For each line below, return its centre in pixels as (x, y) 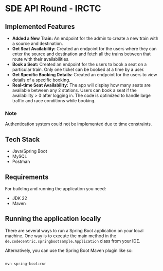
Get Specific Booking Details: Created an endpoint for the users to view (84, 75)
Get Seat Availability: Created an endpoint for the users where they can (84, 49)
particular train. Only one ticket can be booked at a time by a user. (78, 69)
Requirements (27, 177)
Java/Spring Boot (29, 151)
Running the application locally (53, 219)
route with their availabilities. (41, 59)
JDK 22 (20, 198)
